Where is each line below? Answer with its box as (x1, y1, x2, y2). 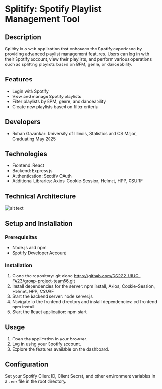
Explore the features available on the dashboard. (12, 346, 109, 352)
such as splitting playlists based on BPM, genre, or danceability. (5, 62, 133, 67)
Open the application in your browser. (12, 336, 88, 342)
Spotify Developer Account (12, 250, 66, 256)
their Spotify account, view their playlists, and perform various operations (5, 56, 152, 62)
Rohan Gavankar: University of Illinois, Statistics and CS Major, (12, 130, 137, 136)
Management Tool (5, 14, 80, 25)
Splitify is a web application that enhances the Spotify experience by (5, 46, 142, 51)
